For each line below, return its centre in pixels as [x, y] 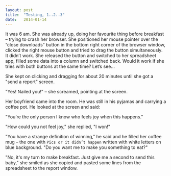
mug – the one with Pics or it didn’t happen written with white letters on [83, 142]
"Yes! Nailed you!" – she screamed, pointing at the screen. [67, 92]
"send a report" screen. [30, 82]
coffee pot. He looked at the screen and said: [53, 107]
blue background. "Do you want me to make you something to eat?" [77, 147]
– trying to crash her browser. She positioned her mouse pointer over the [82, 39]
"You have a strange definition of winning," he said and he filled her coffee [83, 137]
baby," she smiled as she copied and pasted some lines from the [73, 163]
